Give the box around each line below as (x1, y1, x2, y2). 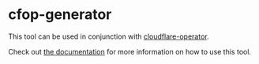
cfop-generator (8, 6, 112, 24)
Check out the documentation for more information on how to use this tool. (8, 47, 251, 56)
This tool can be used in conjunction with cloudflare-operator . (8, 32, 209, 41)
